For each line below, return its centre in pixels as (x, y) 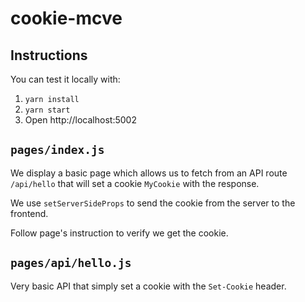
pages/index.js (57, 150)
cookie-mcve (66, 18)
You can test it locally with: (65, 79)
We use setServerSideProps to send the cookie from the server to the (153, 203)
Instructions (49, 55)
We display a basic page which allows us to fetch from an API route (149, 173)
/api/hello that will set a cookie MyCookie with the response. (135, 183)
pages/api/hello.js (71, 263)
